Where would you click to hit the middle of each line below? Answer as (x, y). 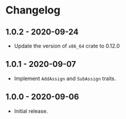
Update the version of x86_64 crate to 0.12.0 (67, 46)
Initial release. (31, 111)
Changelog (33, 10)
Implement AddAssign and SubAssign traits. (65, 78)
